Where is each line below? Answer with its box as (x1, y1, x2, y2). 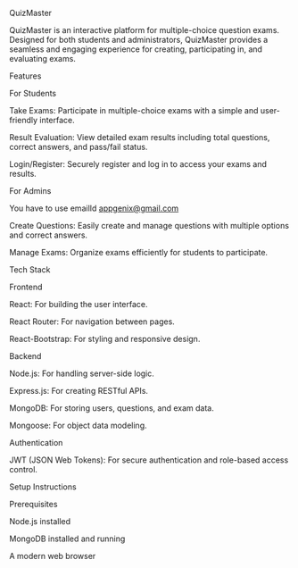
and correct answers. (9, 230, 87, 240)
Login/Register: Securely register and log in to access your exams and (9, 159, 268, 169)
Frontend (9, 281, 43, 292)
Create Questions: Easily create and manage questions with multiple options (9, 221, 290, 230)
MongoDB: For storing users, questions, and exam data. (9, 403, 214, 413)
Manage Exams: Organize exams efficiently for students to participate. (9, 247, 269, 257)
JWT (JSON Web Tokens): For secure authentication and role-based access (9, 455, 289, 465)
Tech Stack (9, 264, 51, 275)
